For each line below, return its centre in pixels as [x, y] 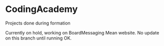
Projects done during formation [38, 23]
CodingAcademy [41, 9]
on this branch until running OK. [39, 38]
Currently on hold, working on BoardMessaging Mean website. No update [82, 32]
